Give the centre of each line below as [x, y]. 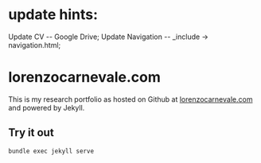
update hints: [53, 15]
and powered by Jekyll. [47, 107]
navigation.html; [35, 45]
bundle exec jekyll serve [51, 151]
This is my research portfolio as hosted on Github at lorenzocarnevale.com [130, 99]
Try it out [31, 133]
